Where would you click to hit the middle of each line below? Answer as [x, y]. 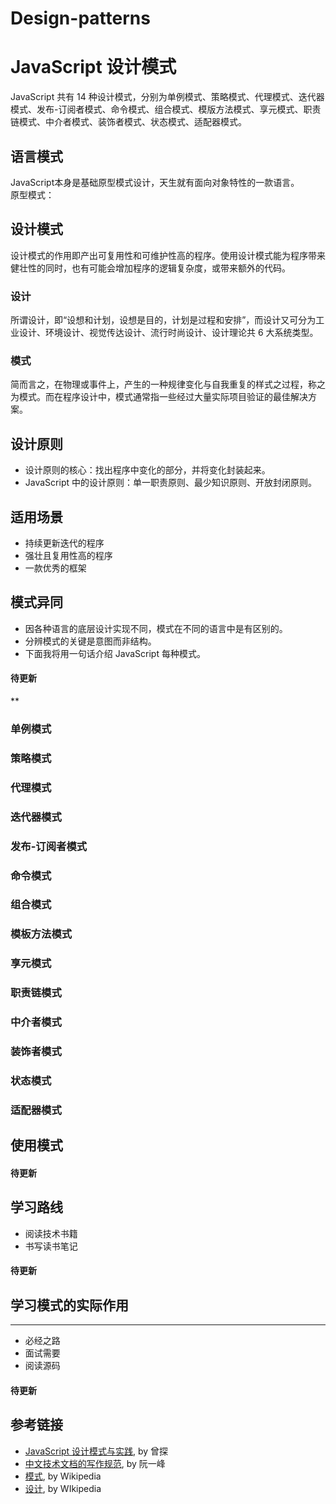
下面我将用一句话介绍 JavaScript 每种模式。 [115, 653]
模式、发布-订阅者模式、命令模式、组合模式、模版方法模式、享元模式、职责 [166, 109]
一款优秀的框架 [55, 568]
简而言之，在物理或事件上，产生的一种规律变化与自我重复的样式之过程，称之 [168, 384]
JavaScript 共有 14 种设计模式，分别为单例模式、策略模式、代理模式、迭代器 [167, 97]
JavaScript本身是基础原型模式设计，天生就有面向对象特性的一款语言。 [155, 182]
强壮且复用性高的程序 [68, 555]
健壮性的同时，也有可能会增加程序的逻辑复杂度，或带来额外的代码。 [150, 268]
